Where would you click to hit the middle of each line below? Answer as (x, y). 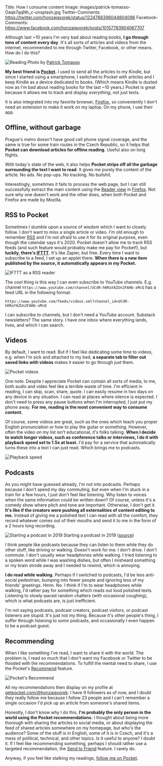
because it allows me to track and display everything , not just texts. (72, 92)
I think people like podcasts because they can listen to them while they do (79, 545)
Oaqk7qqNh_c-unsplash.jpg (33, 12)
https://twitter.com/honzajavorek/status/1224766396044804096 (70, 17)
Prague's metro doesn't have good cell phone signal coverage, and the (76, 139)
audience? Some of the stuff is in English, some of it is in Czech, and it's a (79, 733)
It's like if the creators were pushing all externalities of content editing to (80, 510)
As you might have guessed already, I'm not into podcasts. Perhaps (72, 484)
